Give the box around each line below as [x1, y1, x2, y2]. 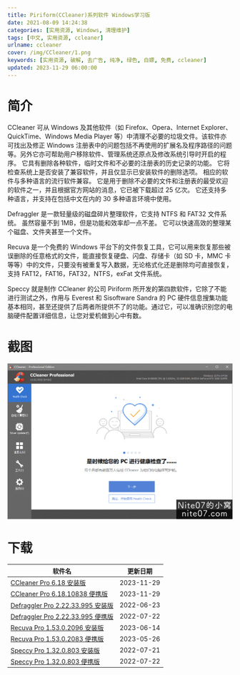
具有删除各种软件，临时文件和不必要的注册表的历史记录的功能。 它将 [27, 158, 230, 167]
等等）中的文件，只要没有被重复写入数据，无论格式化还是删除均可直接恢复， [7, 260, 233, 269]
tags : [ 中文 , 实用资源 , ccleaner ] [7, 34, 104, 41]
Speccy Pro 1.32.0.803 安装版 [10, 646, 100, 654]
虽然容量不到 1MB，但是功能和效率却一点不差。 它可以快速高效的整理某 [21, 218, 232, 227]
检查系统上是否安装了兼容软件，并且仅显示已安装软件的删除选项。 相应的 [7, 168, 222, 176]
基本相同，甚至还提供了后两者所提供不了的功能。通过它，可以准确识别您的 [7, 302, 226, 310]
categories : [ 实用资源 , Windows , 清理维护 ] [7, 26, 131, 34]
